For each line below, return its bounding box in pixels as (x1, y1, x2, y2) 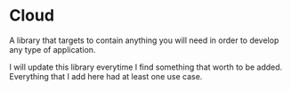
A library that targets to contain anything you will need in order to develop (9, 35, 279, 45)
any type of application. (9, 44, 96, 54)
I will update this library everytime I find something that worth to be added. (9, 62, 283, 72)
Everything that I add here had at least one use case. (9, 70, 203, 81)
